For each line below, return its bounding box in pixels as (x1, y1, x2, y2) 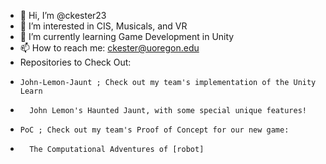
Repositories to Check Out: (19, 56, 132, 68)
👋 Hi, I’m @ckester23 (19, 10, 107, 21)
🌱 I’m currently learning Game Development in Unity (19, 31, 235, 42)
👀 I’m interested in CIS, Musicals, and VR (19, 20, 188, 32)
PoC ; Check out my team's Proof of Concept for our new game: (19, 125, 290, 135)
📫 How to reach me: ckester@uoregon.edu (19, 42, 200, 54)
